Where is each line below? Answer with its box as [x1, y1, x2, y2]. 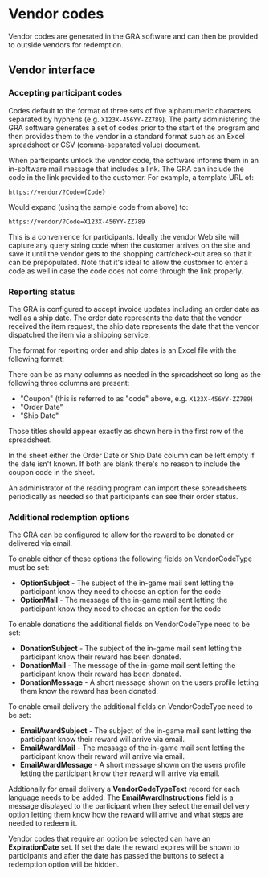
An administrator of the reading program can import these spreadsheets [8, 483, 247, 493]
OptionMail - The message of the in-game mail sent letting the [19, 596, 228, 605]
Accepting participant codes [8, 88, 123, 99]
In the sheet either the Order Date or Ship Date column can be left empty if [8, 450, 255, 460]
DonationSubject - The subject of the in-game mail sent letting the [19, 644, 243, 654]
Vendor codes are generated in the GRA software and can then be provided [8, 31, 259, 41]
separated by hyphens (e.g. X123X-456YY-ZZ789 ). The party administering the [8, 114, 261, 124]
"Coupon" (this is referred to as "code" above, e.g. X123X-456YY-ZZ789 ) [19, 393, 254, 403]
